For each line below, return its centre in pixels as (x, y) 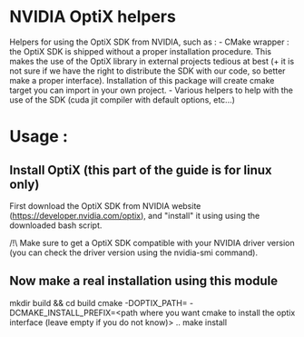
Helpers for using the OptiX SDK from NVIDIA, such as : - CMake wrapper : (149, 42)
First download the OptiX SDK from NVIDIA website (105, 205)
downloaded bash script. (56, 225)
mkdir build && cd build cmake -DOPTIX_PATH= (98, 302)
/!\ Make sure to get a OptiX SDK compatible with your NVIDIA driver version (152, 243)
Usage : (39, 137)
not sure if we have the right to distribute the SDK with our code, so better (147, 71)
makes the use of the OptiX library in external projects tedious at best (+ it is (152, 61)
